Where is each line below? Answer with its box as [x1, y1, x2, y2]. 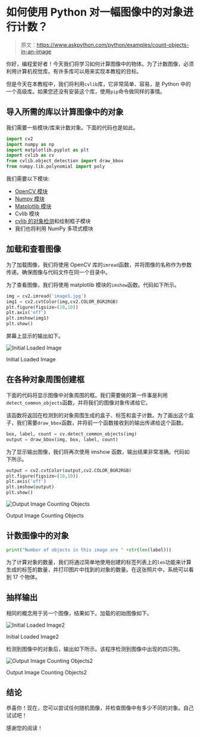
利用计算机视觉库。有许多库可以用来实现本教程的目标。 [6, 67, 142, 75]
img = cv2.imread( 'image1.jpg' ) [6, 293, 86, 299]
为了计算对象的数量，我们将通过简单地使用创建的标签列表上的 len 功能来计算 [6, 558, 192, 565]
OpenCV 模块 [14, 188, 48, 194]
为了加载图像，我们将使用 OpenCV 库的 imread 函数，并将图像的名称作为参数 [6, 261, 192, 268]
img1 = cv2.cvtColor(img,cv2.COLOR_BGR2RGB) [6, 299, 118, 305]
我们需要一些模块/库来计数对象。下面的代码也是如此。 [6, 123, 139, 131]
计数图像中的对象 [6, 531, 69, 541]
